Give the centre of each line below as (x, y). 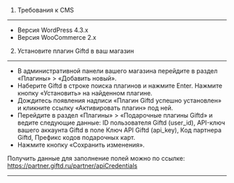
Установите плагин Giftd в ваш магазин (76, 51)
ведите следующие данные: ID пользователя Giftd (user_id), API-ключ (121, 122)
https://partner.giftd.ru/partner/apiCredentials (72, 166)
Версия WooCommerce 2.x (57, 37)
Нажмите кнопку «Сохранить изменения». (81, 145)
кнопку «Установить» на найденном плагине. (85, 93)
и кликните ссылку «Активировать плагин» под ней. (95, 108)
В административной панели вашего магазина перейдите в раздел (117, 71)
